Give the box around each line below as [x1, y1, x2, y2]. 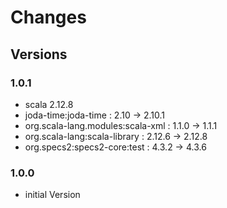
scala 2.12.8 [24, 98, 74, 110]
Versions [10, 46, 68, 63]
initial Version [24, 189, 81, 201]
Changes [10, 6, 87, 29]
